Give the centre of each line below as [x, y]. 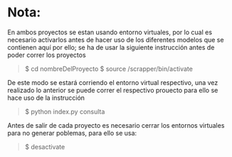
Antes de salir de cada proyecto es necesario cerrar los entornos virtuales [116, 125]
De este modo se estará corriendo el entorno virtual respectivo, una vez [113, 82]
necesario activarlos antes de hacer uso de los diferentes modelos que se [116, 39]
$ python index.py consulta [65, 111]
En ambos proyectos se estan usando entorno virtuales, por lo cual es [110, 32]
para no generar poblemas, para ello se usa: [72, 133]
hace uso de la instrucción [46, 98]
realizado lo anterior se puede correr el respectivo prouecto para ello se [113, 90]
